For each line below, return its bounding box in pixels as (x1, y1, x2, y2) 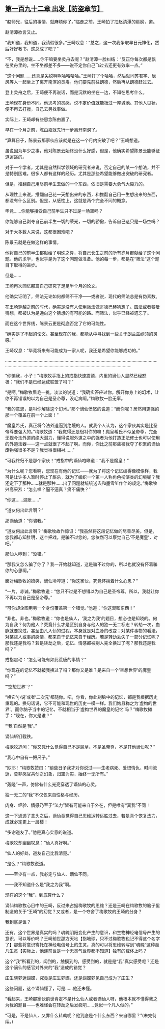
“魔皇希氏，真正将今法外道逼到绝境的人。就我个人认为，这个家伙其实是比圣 (5, 422, 158, 428)
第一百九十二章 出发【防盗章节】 (5, 4, 104, 13)
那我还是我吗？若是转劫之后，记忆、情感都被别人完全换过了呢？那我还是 (5, 640, 151, 646)
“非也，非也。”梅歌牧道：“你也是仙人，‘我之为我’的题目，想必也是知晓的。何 (5, 615, 157, 621)
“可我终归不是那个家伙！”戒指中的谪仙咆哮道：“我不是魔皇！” (5, 457, 129, 463)
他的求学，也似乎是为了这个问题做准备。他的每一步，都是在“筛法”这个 (13, 256, 156, 262)
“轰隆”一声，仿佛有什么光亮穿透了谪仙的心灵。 (5, 781, 100, 787)
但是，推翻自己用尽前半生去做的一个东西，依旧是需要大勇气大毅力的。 (5, 181, 147, 187)
